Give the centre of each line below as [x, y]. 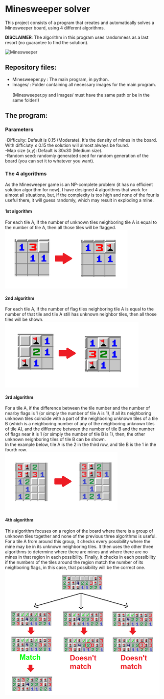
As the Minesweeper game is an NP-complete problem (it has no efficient [79, 184]
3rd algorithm [19, 397]
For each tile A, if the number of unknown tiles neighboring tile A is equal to [81, 222]
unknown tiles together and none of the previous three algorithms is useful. [81, 536]
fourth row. [16, 450]
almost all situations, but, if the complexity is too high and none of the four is [82, 195]
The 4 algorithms [26, 174]
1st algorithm [19, 211]
